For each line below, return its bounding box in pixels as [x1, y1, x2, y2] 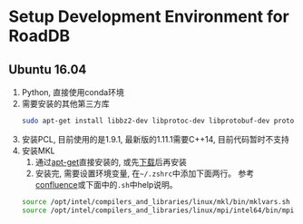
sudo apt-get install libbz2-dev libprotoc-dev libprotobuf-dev [21, 116, 270, 125]
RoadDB [8, 25, 71, 46]
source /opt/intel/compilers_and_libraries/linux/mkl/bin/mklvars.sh [21, 197, 291, 206]
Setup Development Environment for [8, 6, 289, 27]
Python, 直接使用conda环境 [21, 87, 124, 97]
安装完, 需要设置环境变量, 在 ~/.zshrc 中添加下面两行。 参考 [34, 168, 255, 179]
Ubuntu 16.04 [8, 62, 87, 77]
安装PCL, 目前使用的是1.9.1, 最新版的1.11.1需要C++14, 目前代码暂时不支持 [21, 133, 289, 144]
